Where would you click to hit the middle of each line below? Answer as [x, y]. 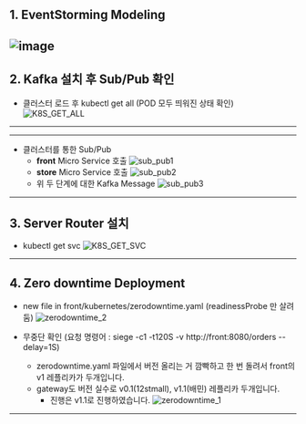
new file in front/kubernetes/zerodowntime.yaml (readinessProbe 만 [150, 306]
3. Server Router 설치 [69, 223]
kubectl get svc [51, 246]
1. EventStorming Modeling [87, 15]
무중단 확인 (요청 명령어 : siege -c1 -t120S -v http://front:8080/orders [149, 337]
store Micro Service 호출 [82, 171]
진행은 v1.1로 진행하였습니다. [100, 400]
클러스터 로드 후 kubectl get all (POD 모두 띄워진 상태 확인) [128, 103]
